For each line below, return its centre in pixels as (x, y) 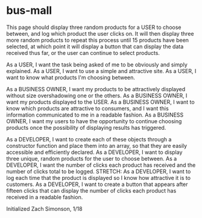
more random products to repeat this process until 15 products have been (97, 40)
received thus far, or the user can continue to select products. (83, 53)
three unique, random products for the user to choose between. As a (92, 158)
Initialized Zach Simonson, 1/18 (44, 208)
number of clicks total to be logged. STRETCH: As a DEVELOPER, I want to (99, 171)
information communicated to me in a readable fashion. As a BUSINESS (95, 115)
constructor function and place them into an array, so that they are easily (97, 146)
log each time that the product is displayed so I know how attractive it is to (99, 178)
